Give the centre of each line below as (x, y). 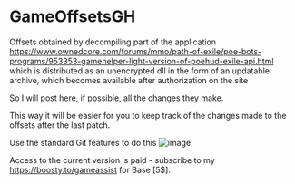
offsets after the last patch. (60, 125)
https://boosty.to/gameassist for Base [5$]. (90, 169)
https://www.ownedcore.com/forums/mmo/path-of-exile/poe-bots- (135, 51)
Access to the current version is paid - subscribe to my (112, 160)
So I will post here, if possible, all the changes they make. (117, 98)
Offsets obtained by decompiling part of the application (113, 42)
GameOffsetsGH (73, 17)
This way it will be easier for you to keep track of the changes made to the (148, 115)
